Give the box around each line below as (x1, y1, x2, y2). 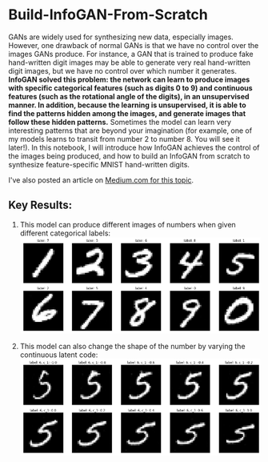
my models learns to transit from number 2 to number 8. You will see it (8, 134, 240, 143)
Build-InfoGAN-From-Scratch (8, 6, 208, 24)
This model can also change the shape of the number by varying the (19, 342, 246, 352)
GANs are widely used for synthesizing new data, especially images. (8, 32, 234, 42)
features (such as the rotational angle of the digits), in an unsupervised (8, 91, 250, 101)
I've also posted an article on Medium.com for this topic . (8, 175, 194, 185)
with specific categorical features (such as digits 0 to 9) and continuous (8, 82, 254, 93)
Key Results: (8, 199, 73, 212)
